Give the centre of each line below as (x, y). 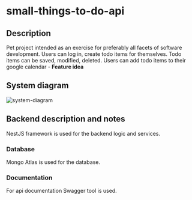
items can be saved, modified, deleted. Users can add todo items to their (96, 60)
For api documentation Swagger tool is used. (61, 191)
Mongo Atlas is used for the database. (53, 162)
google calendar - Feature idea (45, 67)
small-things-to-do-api (65, 11)
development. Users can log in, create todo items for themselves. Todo (94, 54)
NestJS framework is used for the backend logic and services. (83, 133)
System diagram (37, 86)
